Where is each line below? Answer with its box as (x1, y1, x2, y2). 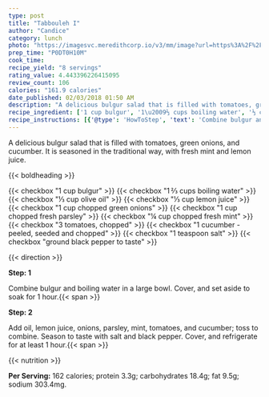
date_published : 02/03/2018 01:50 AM (8, 94, 134, 102)
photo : (8, 42, 30, 50)
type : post (8, 11, 45, 20)
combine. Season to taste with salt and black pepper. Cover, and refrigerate (8, 331, 258, 341)
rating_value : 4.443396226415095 (8, 71, 120, 79)
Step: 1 (8, 267, 32, 277)
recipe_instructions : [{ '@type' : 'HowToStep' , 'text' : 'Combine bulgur (8, 116, 252, 124)
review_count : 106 (8, 78, 70, 86)
